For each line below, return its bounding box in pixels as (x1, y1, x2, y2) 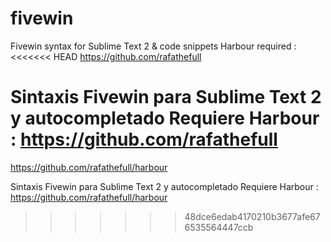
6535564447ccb (184, 221, 254, 233)
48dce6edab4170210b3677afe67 (184, 210, 321, 222)
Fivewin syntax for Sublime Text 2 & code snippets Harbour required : (10, 40, 297, 52)
